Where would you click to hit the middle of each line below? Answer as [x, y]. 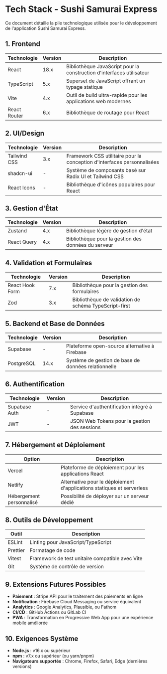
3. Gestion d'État [32, 208]
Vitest [14, 558]
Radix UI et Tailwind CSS [95, 176]
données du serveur [90, 245]
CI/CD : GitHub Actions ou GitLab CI [49, 612]
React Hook [21, 285]
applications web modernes [99, 101]
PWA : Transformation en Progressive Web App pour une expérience [83, 618]
